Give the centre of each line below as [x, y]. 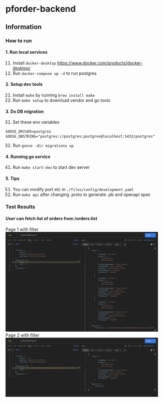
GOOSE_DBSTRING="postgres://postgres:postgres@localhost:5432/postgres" [80, 137]
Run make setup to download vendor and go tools [61, 100]
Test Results [20, 207]
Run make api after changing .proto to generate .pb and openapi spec [81, 194]
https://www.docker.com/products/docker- [100, 63]
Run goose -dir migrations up [43, 145]
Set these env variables [36, 122]
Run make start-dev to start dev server [51, 167]
